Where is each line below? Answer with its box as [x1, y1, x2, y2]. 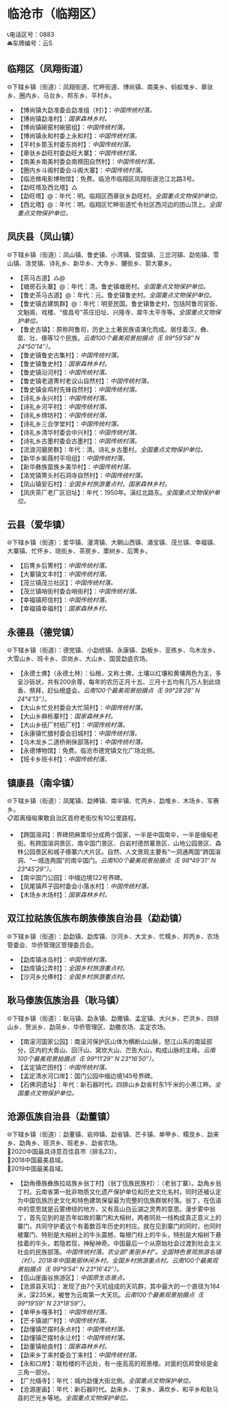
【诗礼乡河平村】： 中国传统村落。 [16, 402, 111, 411]
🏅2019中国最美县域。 [7, 1165, 67, 1173]
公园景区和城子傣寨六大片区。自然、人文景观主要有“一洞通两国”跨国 [23, 848, 215, 856]
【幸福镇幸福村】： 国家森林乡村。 [16, 604, 111, 613]
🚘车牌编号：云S [7, 38, 53, 47]
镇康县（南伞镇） [7, 777, 80, 788]
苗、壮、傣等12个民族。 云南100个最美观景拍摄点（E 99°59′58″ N [16, 334, 200, 342]
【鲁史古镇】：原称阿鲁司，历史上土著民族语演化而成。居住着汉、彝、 [16, 325, 213, 333]
